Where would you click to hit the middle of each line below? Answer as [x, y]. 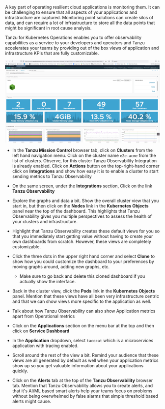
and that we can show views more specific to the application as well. [82, 301]
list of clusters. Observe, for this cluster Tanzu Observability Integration [84, 161]
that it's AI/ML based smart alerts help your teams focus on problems [82, 391]
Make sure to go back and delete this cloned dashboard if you [82, 276]
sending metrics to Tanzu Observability [52, 176]
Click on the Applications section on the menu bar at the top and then [83, 326]
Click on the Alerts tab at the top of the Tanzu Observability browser [82, 380]
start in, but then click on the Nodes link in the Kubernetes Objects [80, 206]
